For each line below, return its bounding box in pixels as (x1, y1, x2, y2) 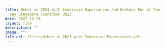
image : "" (5, 30, 26, 35)
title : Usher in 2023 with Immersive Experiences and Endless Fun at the (5, 7, 161, 12)
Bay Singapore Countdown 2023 (9, 12, 72, 17)
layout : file (5, 21, 32, 26)
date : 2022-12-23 (5, 16, 41, 21)
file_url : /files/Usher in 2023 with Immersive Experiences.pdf (5, 35, 140, 40)
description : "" (5, 25, 39, 30)
